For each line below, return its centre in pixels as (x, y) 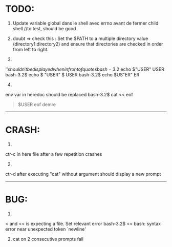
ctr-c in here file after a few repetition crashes (54, 154)
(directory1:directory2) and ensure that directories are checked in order (88, 44)
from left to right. (30, 49)
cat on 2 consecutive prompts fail (48, 239)
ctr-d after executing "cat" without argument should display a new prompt (83, 174)
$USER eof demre (37, 104)
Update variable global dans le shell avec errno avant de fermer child (85, 23)
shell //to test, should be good (44, 28)
